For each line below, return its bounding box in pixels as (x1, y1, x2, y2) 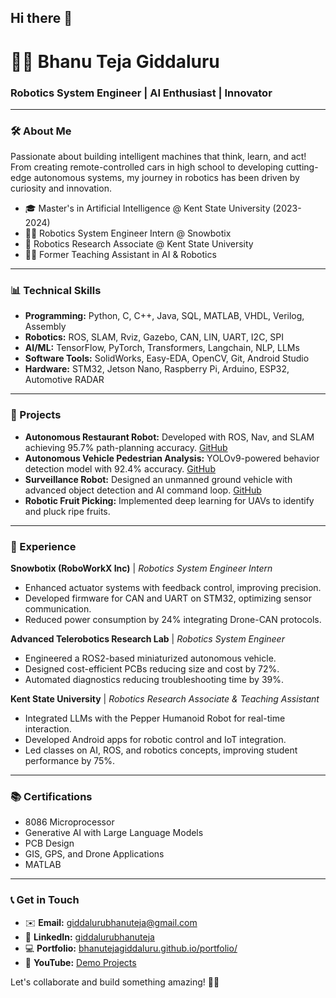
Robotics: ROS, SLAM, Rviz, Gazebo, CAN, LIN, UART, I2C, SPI (24, 331, 285, 343)
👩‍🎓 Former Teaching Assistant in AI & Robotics (24, 249, 217, 261)
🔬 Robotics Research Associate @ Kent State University (24, 238, 254, 250)
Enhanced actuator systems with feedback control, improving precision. (24, 582, 322, 594)
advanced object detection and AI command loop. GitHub (24, 484, 262, 496)
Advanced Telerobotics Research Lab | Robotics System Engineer (10, 633, 285, 645)
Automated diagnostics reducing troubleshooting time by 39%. (24, 674, 284, 686)
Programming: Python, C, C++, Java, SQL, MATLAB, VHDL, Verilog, (24, 310, 305, 322)
